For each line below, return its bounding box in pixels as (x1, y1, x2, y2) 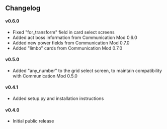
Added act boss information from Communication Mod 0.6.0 (12, 34, 137, 40)
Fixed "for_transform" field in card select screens (12, 29, 115, 35)
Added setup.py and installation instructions (12, 95, 104, 101)
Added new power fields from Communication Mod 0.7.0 (12, 39, 130, 45)
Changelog (5, 4, 41, 12)
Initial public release (12, 118, 54, 124)
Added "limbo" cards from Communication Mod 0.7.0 (12, 45, 123, 51)
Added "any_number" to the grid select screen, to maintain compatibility (12, 67, 162, 73)
